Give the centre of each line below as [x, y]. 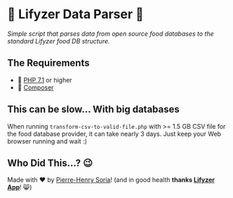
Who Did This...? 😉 [50, 163]
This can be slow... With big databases [94, 109]
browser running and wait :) [47, 141]
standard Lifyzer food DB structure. [59, 41]
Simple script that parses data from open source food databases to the [111, 34]
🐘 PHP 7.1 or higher [45, 80]
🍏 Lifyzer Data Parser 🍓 [75, 14]
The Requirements [48, 63]
